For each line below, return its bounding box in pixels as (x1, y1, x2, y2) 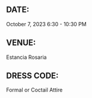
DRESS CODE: (6, 71, 59, 81)
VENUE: (6, 38, 36, 48)
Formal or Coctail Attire (6, 86, 63, 94)
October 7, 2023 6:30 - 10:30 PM (6, 20, 87, 27)
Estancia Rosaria (6, 53, 47, 61)
